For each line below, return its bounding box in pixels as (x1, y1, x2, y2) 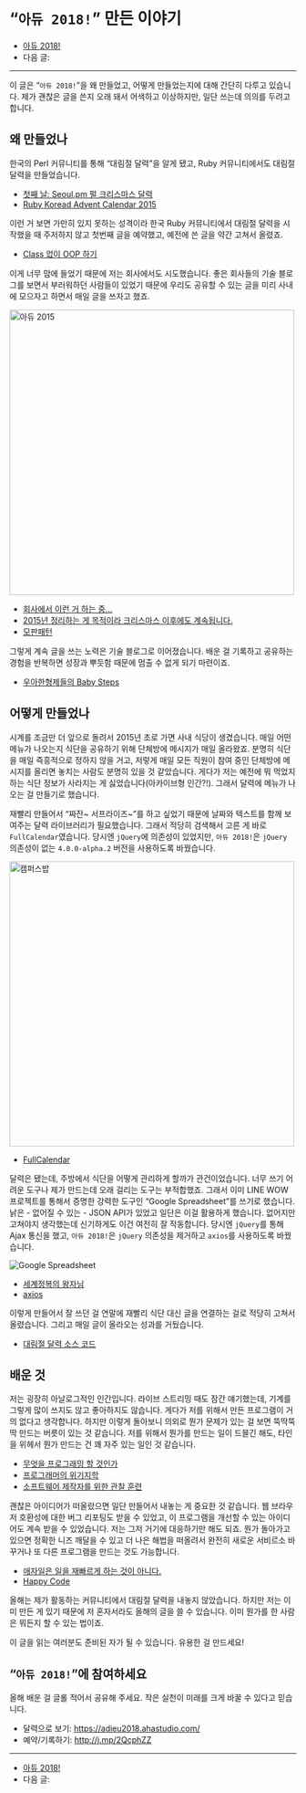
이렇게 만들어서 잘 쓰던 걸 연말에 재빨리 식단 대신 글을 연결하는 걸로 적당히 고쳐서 (9, 1307, 296, 1318)
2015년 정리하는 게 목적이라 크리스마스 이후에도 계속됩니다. (22, 614, 233, 625)
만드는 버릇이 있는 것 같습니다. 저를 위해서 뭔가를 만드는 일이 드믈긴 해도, (18, 1428, 276, 1439)
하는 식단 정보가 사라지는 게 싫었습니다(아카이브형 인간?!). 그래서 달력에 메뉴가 (9, 777, 287, 788)
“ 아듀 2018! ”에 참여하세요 (9, 1666, 148, 1682)
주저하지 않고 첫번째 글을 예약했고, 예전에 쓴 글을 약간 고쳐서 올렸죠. (43, 229, 284, 240)
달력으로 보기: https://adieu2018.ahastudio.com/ (22, 1723, 200, 1735)
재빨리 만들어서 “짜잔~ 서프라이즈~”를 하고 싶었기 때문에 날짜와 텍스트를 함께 (9, 808, 282, 819)
